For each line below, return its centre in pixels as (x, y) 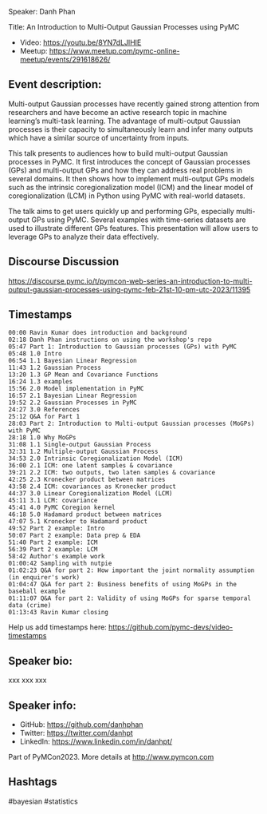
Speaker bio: (41, 661)
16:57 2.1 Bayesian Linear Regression (73, 396)
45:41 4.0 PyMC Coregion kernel (62, 508)
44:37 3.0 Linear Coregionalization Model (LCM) (90, 494)
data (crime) (30, 606)
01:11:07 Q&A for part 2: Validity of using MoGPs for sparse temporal (130, 598)
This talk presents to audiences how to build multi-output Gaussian (118, 153)
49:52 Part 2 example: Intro (57, 529)
